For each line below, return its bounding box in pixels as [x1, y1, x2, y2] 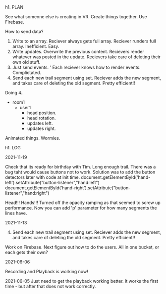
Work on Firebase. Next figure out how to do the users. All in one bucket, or [5, 244, 160, 250]
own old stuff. [12, 59, 41, 65]
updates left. [27, 121, 53, 126]
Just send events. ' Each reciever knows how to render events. [12, 64, 141, 70]
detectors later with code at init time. [5, 174, 80, 180]
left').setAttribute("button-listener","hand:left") [5, 180, 100, 185]
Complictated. [12, 70, 41, 76]
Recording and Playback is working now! [5, 269, 88, 274]
